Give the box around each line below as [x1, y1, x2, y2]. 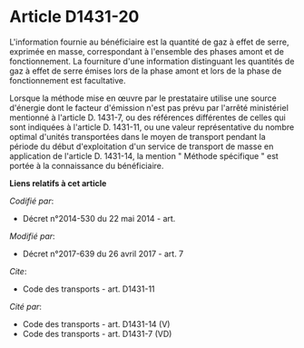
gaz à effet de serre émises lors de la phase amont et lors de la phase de [9, 65, 282, 76]
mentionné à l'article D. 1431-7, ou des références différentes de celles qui [9, 112, 286, 123]
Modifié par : [9, 230, 56, 242]
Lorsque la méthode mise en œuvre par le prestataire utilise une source [9, 93, 277, 104]
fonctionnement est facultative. [9, 75, 126, 85]
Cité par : [9, 301, 43, 312]
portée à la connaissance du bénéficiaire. [9, 160, 164, 171]
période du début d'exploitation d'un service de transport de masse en [9, 141, 274, 152]
